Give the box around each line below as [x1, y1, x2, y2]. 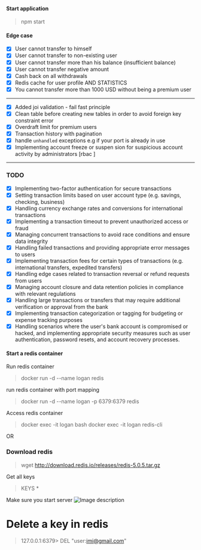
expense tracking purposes [14, 317, 83, 324]
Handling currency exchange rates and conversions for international [14, 205, 183, 212]
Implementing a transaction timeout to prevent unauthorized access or [14, 218, 188, 225]
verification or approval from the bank [14, 303, 109, 311]
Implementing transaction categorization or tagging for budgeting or [14, 309, 184, 317]
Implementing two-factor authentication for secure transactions [14, 185, 172, 192]
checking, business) [14, 198, 65, 205]
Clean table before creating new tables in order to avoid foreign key [14, 110, 181, 117]
